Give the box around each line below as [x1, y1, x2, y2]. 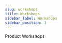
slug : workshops [5, 7, 38, 12]
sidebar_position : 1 [5, 20, 47, 25]
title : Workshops [5, 11, 40, 16]
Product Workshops [5, 33, 45, 39]
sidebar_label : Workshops [5, 16, 57, 21]
